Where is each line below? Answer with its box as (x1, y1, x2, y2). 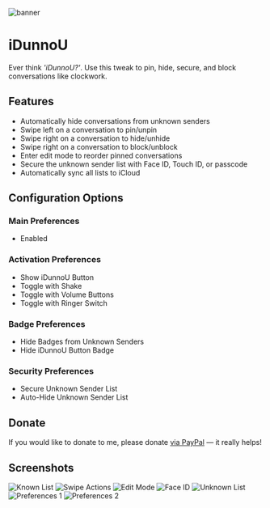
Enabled (19, 234, 49, 243)
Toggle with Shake (19, 281, 82, 290)
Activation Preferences (8, 254, 101, 265)
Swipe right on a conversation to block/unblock (19, 142, 178, 151)
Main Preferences (8, 215, 80, 226)
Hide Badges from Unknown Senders (19, 337, 145, 347)
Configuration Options (8, 191, 124, 205)
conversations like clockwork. (8, 71, 108, 81)
